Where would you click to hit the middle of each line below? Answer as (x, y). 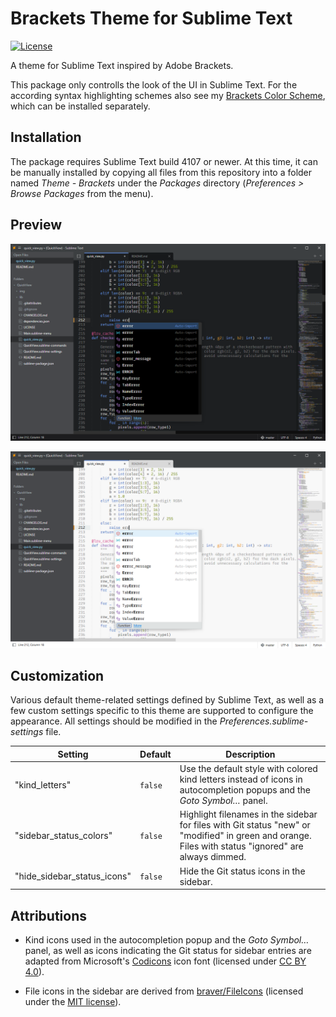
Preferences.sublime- (264, 721)
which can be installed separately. (80, 106)
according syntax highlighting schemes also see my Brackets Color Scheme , (168, 95)
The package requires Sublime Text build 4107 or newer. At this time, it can (164, 161)
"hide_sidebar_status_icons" (73, 876)
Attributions (49, 915)
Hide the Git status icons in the (242, 871)
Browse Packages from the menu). (82, 193)
